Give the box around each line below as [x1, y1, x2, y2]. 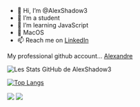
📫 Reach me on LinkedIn [17, 36, 89, 44]
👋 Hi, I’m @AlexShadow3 [17, 7, 88, 14]
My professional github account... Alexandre [7, 52, 133, 60]
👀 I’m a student [17, 14, 60, 22]
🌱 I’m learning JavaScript [17, 21, 88, 29]
